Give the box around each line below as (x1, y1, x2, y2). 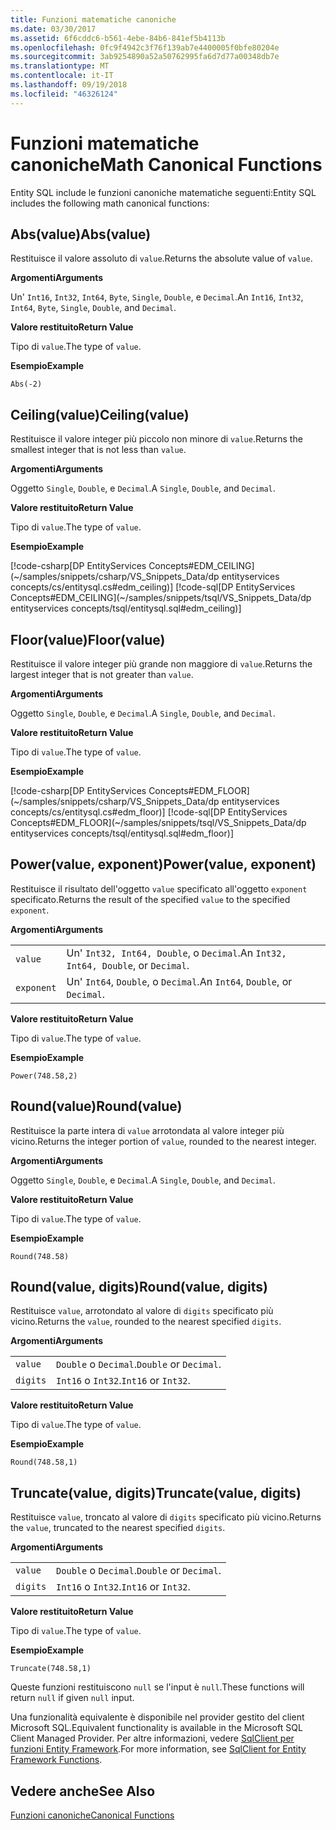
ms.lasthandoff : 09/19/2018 (10, 80, 128, 90)
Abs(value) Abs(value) (10, 226, 152, 243)
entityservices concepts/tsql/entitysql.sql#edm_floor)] (10, 827, 234, 839)
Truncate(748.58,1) (10, 1664, 92, 1674)
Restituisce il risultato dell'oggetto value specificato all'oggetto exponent (10, 882, 308, 895)
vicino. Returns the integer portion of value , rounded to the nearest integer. (10, 1135, 317, 1147)
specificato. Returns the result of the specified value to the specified (10, 893, 291, 905)
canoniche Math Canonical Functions (10, 153, 323, 176)
